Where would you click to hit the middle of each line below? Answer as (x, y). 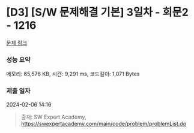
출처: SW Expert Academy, (53, 117)
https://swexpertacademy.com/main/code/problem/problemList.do (104, 123)
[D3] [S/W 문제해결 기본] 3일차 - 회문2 (98, 12)
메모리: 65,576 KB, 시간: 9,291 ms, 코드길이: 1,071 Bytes (73, 74)
